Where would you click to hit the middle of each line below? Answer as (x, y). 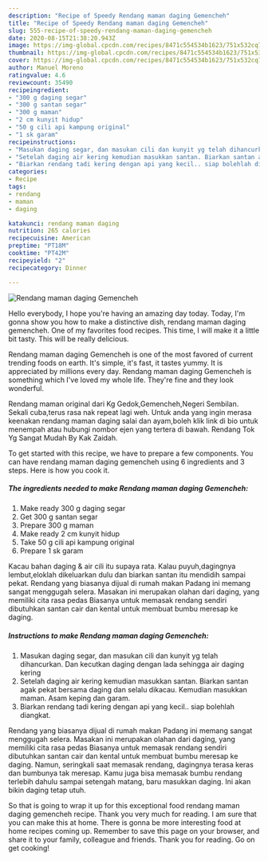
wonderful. (26, 388)
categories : (28, 172)
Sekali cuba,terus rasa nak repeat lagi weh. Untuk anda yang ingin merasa (130, 412)
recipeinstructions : (43, 142)
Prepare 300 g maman (57, 525)
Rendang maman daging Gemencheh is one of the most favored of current (131, 354)
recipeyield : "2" (37, 261)
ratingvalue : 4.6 (37, 75)
